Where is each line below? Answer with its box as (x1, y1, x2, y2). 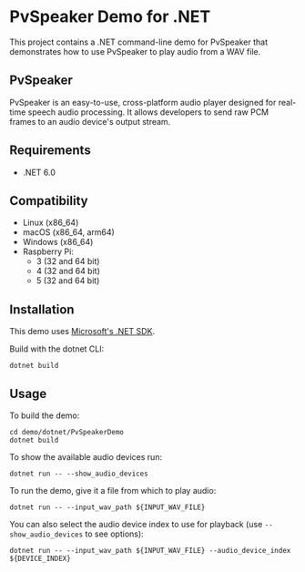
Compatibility (9, 193, 88, 209)
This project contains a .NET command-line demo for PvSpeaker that (9, 36, 269, 47)
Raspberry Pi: (22, 246, 75, 257)
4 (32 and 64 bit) (36, 266, 100, 277)
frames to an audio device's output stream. (9, 116, 171, 127)
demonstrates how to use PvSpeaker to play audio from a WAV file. (9, 46, 261, 56)
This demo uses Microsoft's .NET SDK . (9, 326, 156, 337)
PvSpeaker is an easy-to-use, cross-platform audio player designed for (9, 97, 277, 107)
